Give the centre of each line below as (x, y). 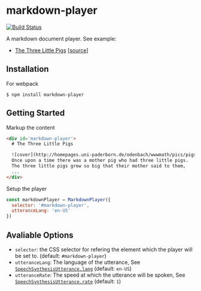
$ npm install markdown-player (45, 94)
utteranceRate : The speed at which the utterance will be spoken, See (100, 275)
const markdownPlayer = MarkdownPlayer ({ (59, 199)
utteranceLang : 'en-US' (41, 211)
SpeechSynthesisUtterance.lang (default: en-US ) (73, 268)
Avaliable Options (40, 235)
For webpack (22, 83)
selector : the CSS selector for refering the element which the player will (103, 249)
